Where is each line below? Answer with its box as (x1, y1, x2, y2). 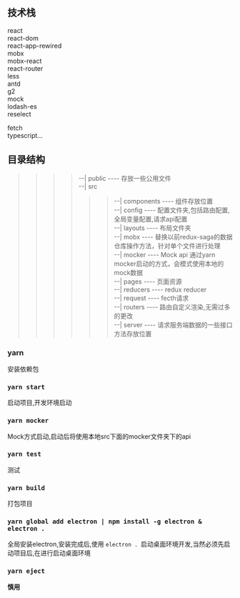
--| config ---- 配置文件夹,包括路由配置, (114, 206, 230, 214)
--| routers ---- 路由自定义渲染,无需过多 (114, 302, 231, 311)
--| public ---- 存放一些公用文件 (78, 174, 171, 182)
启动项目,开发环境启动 (7, 399, 73, 407)
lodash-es (7, 102, 37, 111)
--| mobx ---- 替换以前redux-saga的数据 (114, 232, 233, 241)
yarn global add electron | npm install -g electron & (7, 517, 202, 526)
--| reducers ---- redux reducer (114, 285, 207, 294)
